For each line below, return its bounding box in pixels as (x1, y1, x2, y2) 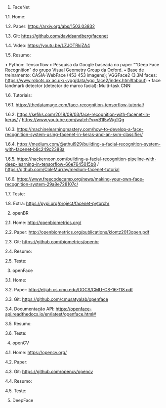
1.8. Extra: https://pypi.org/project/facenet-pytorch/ (5, 200, 110, 206)
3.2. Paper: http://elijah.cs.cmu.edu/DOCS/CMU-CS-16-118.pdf (5, 287, 133, 292)
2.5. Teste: (5, 258, 27, 264)
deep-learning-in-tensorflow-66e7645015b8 (5, 161, 96, 167)
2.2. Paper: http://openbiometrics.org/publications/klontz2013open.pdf (5, 229, 150, 235)
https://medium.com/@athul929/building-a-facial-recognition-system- (17, 141, 161, 147)
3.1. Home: (5, 277, 27, 283)
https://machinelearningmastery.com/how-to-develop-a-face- (16, 126, 144, 132)
